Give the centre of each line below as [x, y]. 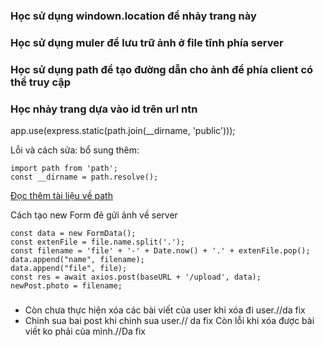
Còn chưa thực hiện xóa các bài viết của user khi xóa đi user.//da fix [165, 310]
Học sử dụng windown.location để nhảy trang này [133, 16]
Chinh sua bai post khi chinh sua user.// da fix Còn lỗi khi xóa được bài [169, 321]
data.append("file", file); [69, 269]
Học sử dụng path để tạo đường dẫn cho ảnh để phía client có [162, 69]
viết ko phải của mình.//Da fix [85, 331]
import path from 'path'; [64, 169]
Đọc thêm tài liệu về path [61, 196]
